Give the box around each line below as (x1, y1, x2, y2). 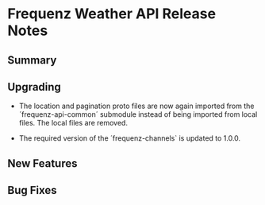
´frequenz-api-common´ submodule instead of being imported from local (18, 110, 258, 119)
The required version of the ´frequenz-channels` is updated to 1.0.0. (18, 133, 241, 143)
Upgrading (7, 80, 61, 94)
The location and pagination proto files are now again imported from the (18, 101, 255, 111)
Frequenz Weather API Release (7, 5, 216, 23)
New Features (7, 157, 78, 170)
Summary (7, 53, 57, 67)
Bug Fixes (7, 184, 57, 197)
